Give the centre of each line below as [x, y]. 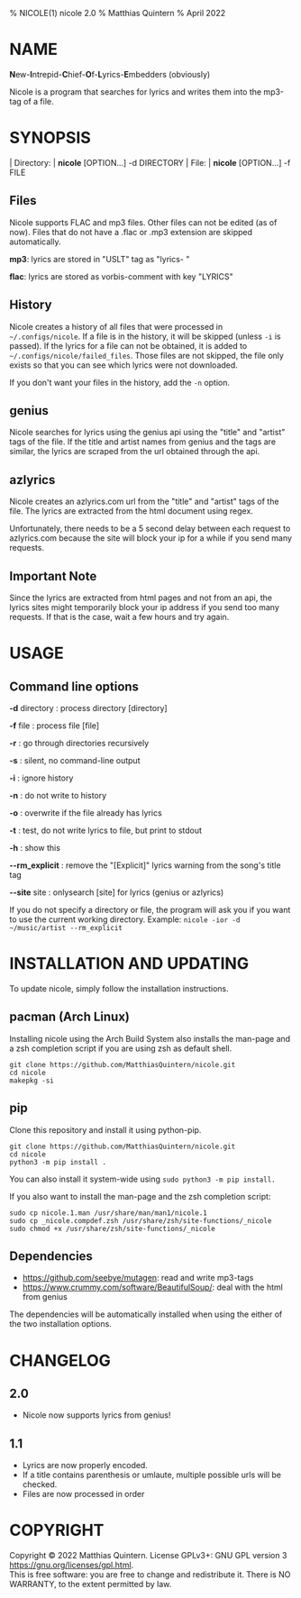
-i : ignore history [41, 778]
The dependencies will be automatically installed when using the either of [146, 1314]
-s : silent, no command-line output [75, 760]
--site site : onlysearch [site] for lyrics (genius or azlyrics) [117, 892]
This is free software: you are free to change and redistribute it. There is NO [150, 1575]
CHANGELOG [60, 1361]
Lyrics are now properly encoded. [85, 1466]
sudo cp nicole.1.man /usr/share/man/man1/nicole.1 [108, 1213]
